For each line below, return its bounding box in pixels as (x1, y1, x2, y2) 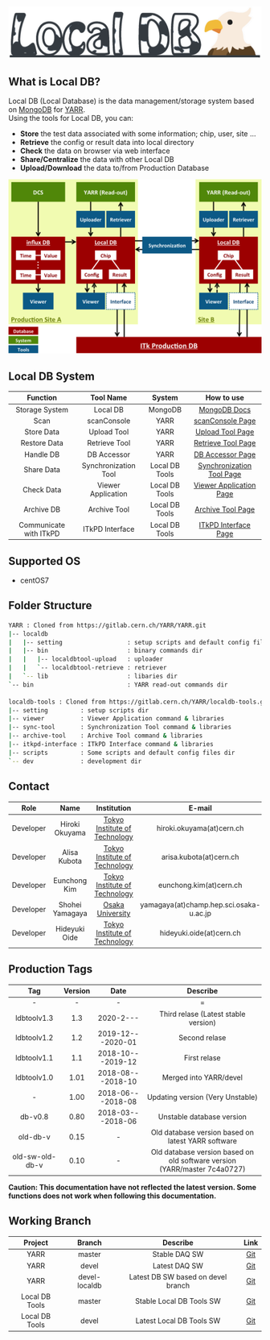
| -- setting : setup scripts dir (8, 706, 149, 715)
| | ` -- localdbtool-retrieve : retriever (8, 664, 167, 672)
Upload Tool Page (195, 427, 255, 437)
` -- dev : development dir (8, 757, 142, 765)
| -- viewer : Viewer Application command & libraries (8, 715, 225, 723)
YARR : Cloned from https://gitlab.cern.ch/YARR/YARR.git (8, 621, 207, 629)
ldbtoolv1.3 (14, 1014, 54, 1023)
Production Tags (8, 962, 93, 977)
